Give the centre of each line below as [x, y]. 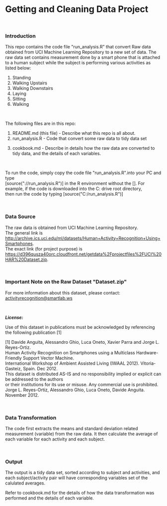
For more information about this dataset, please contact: [63, 292]
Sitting [19, 99]
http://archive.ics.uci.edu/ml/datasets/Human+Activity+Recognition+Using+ [83, 238]
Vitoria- [148, 363]
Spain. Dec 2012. [41, 368]
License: [14, 317]
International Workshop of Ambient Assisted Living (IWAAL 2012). [72, 363]
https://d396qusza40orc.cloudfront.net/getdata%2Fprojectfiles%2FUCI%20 [83, 254]
